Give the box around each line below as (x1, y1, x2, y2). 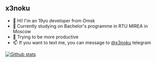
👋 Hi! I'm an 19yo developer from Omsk (12, 17, 96, 23)
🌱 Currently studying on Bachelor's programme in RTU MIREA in (12, 23, 148, 29)
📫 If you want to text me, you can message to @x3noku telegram (12, 39, 151, 45)
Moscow (12, 28, 31, 35)
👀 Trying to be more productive (12, 34, 79, 40)
